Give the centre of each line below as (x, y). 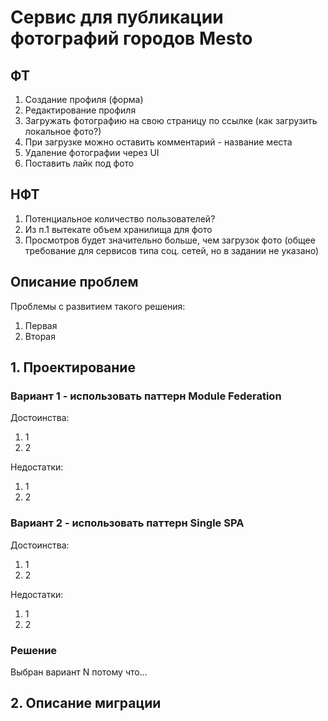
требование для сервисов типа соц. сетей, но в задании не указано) (172, 250)
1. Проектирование (73, 367)
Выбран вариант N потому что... (79, 672)
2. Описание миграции (86, 703)
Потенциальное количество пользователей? (120, 218)
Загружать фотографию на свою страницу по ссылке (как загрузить (171, 120)
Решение (34, 650)
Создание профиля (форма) (84, 99)
